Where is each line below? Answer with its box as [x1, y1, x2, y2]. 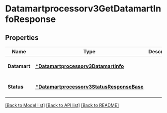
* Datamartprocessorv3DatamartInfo [35, 63, 124, 70]
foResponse [5, 13, 56, 25]
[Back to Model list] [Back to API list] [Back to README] [5, 103, 119, 108]
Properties [5, 33, 39, 42]
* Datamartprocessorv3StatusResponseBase [35, 83, 144, 90]
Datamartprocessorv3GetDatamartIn [5, 3, 162, 14]
